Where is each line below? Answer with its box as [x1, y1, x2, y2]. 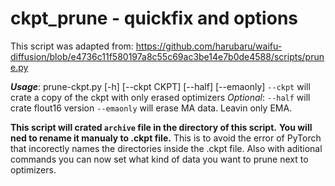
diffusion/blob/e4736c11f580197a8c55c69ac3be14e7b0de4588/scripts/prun [10, 50, 325, 62]
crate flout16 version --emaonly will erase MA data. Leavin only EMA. [10, 102, 293, 114]
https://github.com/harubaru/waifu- [135, 40, 283, 52]
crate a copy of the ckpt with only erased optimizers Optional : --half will [10, 91, 311, 103]
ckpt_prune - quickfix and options [10, 7, 298, 30]
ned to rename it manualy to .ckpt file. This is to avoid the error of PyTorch [10, 132, 322, 144]
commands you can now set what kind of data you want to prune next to [10, 153, 309, 165]
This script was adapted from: [10, 40, 134, 52]
